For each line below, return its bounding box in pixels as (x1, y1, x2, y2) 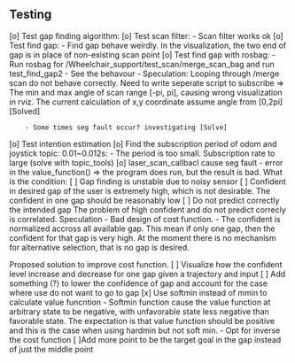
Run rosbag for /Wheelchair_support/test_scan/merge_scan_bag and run (9, 58, 275, 69)
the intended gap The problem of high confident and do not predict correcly (9, 204, 286, 215)
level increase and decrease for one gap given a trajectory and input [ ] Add (9, 268, 286, 279)
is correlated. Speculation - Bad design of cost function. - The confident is (9, 213, 281, 224)
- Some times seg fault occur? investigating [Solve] (25, 123, 228, 132)
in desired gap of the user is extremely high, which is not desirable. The (9, 185, 271, 196)
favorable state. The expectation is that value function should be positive (9, 315, 276, 326)
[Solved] (9, 105, 41, 116)
